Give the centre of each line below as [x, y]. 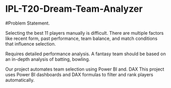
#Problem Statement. [28, 23]
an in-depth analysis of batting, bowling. [48, 59]
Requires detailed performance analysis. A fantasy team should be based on [86, 54]
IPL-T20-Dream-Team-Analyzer [74, 9]
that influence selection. [31, 43]
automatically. [20, 80]
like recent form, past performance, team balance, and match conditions [81, 38]
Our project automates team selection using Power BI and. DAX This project [85, 69]
